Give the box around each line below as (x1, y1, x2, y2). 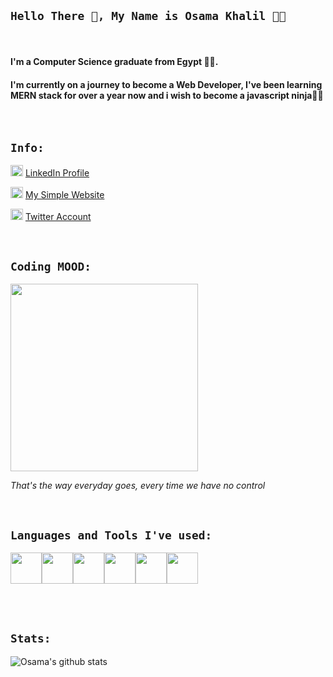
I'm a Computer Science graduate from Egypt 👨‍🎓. (10, 56, 219, 68)
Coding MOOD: (10, 259, 92, 274)
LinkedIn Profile (24, 167, 90, 179)
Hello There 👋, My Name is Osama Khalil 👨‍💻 (10, 9, 287, 24)
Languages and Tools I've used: (10, 528, 213, 542)
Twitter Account (24, 211, 92, 223)
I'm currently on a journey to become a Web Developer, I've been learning (10, 79, 323, 90)
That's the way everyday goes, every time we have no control (10, 480, 266, 492)
